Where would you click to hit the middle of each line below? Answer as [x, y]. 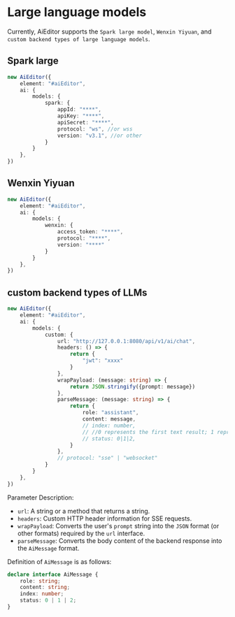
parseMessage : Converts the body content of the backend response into [120, 540]
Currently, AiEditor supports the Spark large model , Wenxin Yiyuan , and [109, 31]
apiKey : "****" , [81, 116]
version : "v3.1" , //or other [99, 136]
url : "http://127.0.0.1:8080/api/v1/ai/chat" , [126, 341]
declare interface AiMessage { [53, 574]
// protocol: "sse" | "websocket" [107, 458]
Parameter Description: [41, 498]
